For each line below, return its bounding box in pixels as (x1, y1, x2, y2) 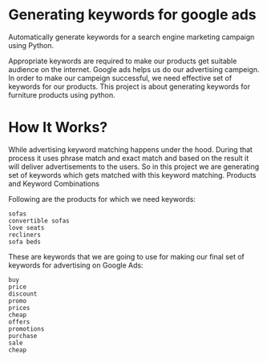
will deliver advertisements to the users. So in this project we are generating (8, 162, 259, 171)
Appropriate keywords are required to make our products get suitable (8, 56, 237, 66)
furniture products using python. (8, 90, 116, 99)
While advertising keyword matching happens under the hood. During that (8, 144, 253, 154)
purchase (8, 332, 38, 340)
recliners (8, 231, 42, 239)
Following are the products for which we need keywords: (8, 194, 196, 203)
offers (8, 318, 30, 326)
